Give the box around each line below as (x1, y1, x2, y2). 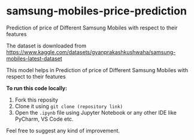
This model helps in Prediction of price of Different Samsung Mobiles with (6, 66, 189, 73)
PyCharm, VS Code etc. (14, 115, 74, 123)
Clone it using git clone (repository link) (14, 102, 123, 109)
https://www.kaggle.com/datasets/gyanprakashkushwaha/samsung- (6, 48, 176, 55)
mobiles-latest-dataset (6, 55, 63, 62)
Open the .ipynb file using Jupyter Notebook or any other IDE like (14, 109, 177, 116)
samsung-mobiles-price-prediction (6, 4, 187, 18)
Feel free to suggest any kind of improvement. (6, 127, 120, 134)
